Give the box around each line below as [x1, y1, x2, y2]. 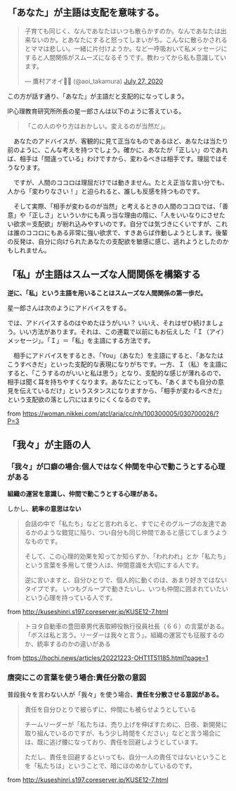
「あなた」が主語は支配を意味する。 [7, 6, 164, 19]
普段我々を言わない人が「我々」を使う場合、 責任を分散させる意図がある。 [7, 690, 223, 699]
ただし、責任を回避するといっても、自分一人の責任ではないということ [24, 752, 227, 761]
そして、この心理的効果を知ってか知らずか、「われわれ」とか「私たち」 [24, 552, 227, 561]
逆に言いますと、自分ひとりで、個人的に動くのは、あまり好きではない [24, 576, 228, 585]
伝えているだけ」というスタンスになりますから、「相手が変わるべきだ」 [19, 386, 226, 394]
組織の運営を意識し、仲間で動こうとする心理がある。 [7, 490, 162, 498]
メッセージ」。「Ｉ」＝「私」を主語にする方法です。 [7, 336, 155, 344]
